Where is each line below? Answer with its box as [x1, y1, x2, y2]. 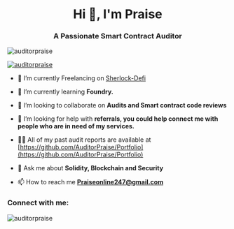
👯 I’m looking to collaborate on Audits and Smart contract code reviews [17, 101, 227, 110]
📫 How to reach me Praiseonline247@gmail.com [17, 178, 163, 186]
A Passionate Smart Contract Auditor [53, 31, 182, 41]
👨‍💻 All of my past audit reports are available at [17, 135, 151, 144]
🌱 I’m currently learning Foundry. [17, 87, 113, 96]
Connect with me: [7, 198, 69, 208]
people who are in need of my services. [17, 122, 135, 131]
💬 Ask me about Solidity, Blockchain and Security [17, 164, 163, 172]
